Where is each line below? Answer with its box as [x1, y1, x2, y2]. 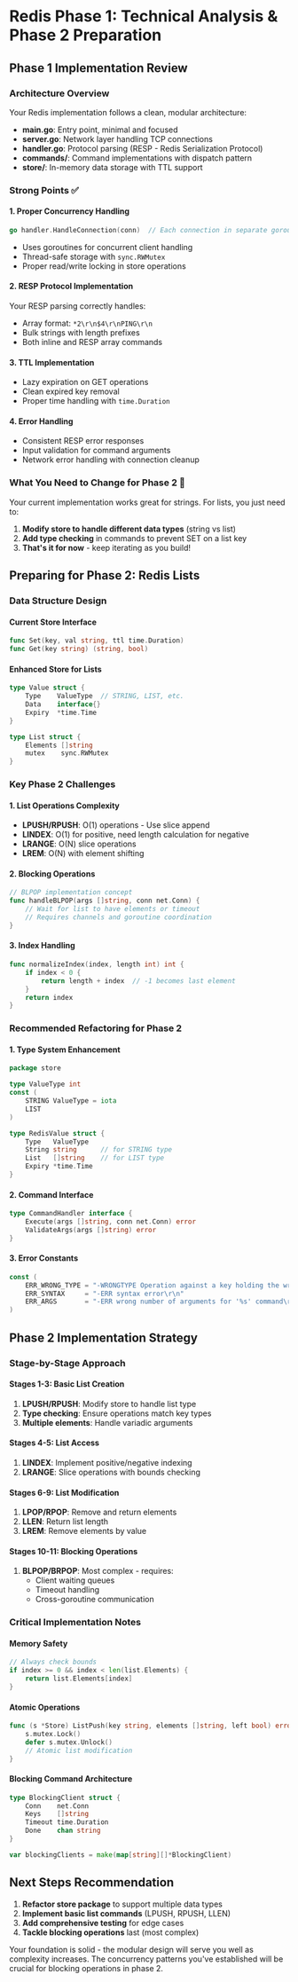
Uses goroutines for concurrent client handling [21, 241, 193, 252]
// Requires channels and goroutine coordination [25, 913, 213, 922]
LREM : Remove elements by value [21, 1526, 147, 1537]
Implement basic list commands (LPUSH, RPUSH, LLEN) [21, 1907, 231, 1918]
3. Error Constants [9, 1253, 78, 1263]
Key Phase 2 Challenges [9, 778, 116, 790]
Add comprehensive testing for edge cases [21, 1917, 184, 1928]
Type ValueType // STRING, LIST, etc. [25, 692, 184, 701]
